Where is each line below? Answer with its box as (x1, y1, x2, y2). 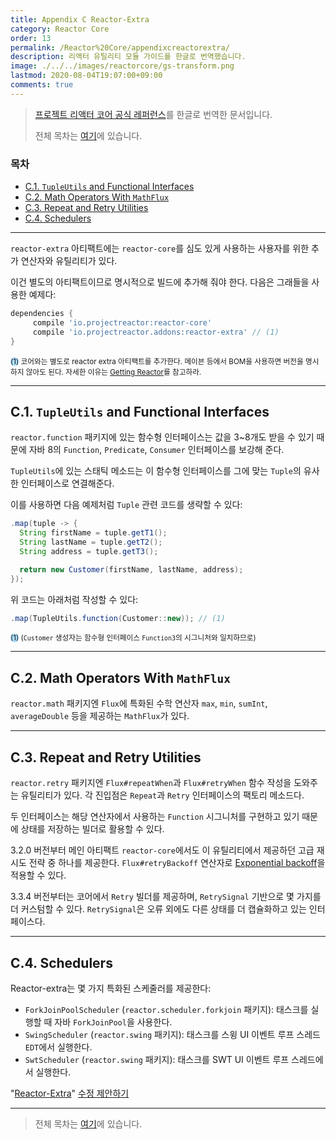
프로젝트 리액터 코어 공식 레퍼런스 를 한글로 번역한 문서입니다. (34, 108, 273, 120)
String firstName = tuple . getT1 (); (19, 528, 168, 538)
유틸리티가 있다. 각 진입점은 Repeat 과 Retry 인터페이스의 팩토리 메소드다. (20, 789, 305, 801)
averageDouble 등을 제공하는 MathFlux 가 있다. (10, 710, 190, 722)
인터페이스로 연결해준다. (20, 477, 115, 490)
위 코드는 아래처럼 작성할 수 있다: (10, 593, 139, 605)
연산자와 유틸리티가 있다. (20, 255, 118, 267)
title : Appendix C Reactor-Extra (10, 14, 150, 25)
